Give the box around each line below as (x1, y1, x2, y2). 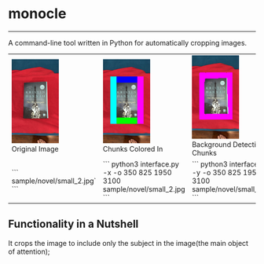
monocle (8, 5, 67, 23)
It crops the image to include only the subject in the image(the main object (8, 238, 249, 247)
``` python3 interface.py (102, 159, 179, 169)
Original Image (11, 144, 59, 153)
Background (192, 140, 232, 149)
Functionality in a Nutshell (8, 218, 139, 231)
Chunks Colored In (102, 144, 163, 153)
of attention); (8, 247, 50, 256)
